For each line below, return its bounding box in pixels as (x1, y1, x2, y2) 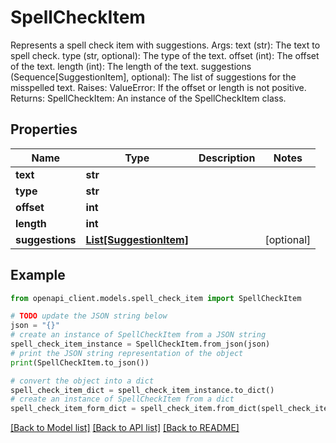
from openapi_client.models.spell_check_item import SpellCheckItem (10, 293, 302, 303)
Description (198, 151, 256, 165)
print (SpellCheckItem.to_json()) (10, 357, 150, 368)
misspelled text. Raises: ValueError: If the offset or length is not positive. (10, 81, 307, 93)
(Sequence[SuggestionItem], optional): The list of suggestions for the (10, 71, 297, 83)
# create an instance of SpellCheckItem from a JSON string (10, 330, 267, 340)
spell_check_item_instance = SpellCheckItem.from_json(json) (10, 339, 271, 350)
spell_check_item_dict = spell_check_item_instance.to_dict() (10, 385, 275, 395)
